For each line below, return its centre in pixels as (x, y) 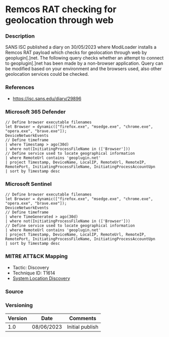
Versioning (19, 305)
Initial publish (83, 327)
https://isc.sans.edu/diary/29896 (47, 98)
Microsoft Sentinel (28, 184)
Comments (83, 318)
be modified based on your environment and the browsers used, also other (83, 69)
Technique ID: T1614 (34, 273)
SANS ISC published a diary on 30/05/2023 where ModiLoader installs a (81, 47)
